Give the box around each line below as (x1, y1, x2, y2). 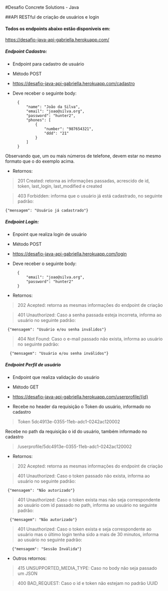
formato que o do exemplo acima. (5, 158, 75, 164)
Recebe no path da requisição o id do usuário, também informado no (5, 428, 147, 435)
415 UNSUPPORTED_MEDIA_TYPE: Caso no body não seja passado (17, 565, 157, 571)
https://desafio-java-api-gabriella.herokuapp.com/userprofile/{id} (12, 394, 148, 400)
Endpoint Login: (5, 219, 39, 225)
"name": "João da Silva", (26, 104, 80, 110)
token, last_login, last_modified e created (17, 183, 102, 189)
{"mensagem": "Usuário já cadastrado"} (5, 208, 89, 213)
